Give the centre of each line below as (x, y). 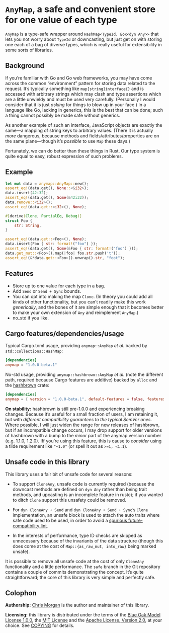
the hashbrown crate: (27, 385)
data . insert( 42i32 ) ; (27, 193)
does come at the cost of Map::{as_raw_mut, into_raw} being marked (84, 546)
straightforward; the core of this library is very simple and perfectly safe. (80, 577)
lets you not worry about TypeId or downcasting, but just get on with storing (84, 39)
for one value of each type (61, 20)
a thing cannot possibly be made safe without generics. (63, 115)
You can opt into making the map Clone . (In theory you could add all (82, 296)
